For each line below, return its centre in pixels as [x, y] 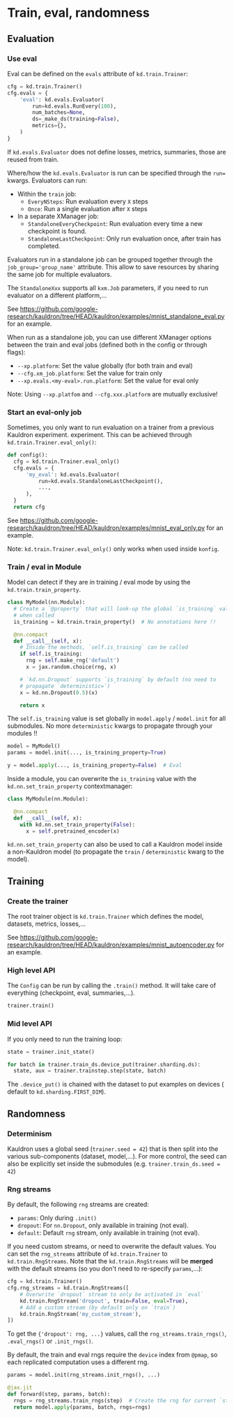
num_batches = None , [59, 113]
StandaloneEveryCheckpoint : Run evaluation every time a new [115, 223]
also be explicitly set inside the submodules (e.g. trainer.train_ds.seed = [114, 1163]
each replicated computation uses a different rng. [78, 1362]
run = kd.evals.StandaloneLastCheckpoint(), [101, 481]
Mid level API [30, 1024]
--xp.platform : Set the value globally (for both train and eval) [105, 366]
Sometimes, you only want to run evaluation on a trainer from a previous [111, 427]
